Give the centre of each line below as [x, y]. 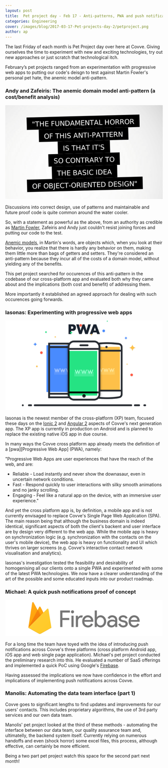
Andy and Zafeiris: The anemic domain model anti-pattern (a [80, 91]
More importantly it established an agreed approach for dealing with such [81, 294]
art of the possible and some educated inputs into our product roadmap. [79, 579]
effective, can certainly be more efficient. [47, 746]
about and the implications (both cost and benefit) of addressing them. [78, 284]
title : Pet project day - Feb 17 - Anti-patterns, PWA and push [74, 16]
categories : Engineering [31, 21]
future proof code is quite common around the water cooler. [67, 212]
